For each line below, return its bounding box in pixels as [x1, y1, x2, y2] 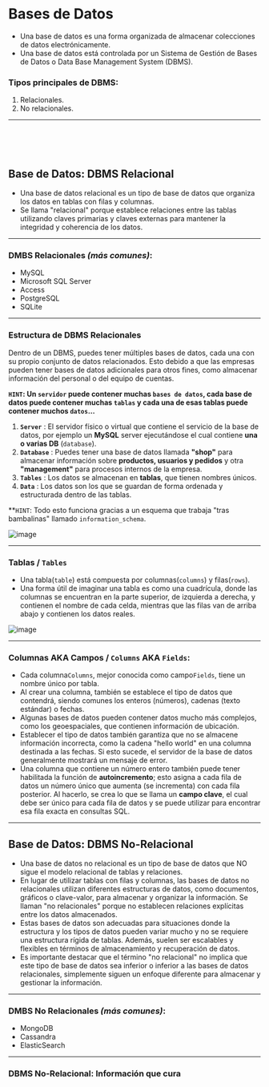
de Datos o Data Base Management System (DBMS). [19, 57, 194, 67]
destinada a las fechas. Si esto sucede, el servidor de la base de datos [19, 747, 253, 757]
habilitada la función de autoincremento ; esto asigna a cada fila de [19, 773, 242, 782]
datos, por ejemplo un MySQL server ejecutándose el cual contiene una [19, 430, 258, 439]
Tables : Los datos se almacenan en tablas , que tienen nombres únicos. [19, 472, 258, 482]
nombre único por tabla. [19, 679, 100, 689]
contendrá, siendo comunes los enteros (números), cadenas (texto [19, 696, 241, 705]
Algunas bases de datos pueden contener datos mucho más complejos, [19, 713, 257, 722]
